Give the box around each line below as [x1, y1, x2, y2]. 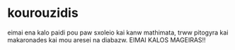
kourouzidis [7, 5, 79, 21]
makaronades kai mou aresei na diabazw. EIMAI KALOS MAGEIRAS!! [7, 35, 207, 44]
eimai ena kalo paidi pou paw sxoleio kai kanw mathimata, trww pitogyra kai [7, 28, 229, 37]
